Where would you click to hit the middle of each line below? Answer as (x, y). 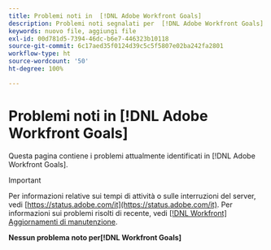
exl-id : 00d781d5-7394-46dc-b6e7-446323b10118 (89, 39)
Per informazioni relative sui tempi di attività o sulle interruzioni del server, (132, 196)
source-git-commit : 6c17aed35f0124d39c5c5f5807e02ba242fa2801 (116, 46)
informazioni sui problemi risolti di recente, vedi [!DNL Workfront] (118, 213)
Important (25, 180)
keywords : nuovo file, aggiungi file (72, 31)
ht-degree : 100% (36, 69)
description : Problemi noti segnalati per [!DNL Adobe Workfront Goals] (136, 24)
